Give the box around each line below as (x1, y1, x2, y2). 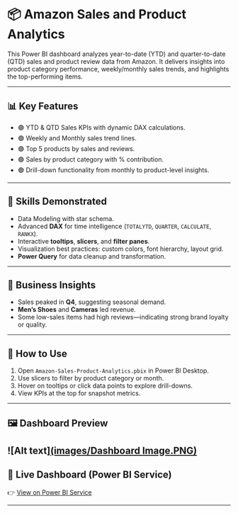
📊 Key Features (7, 101, 79, 113)
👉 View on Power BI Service (7, 487, 92, 497)
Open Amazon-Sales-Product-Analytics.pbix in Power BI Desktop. (17, 366, 209, 375)
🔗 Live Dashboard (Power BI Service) (7, 469, 172, 481)
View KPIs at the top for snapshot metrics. (17, 389, 141, 398)
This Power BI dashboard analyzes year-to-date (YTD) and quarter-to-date (7, 50, 226, 58)
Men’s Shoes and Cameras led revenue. (17, 305, 136, 314)
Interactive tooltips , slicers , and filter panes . (17, 237, 150, 245)
